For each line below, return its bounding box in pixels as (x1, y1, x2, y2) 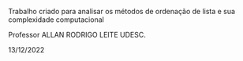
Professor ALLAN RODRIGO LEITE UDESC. (8, 30, 146, 39)
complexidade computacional (8, 15, 104, 24)
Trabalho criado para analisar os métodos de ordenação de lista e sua (8, 7, 235, 16)
